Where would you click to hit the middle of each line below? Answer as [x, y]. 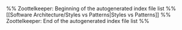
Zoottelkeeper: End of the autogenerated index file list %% [78, 21]
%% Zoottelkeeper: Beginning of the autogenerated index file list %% [91, 9]
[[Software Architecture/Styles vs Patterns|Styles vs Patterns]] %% [88, 15]
